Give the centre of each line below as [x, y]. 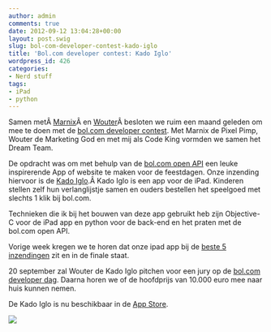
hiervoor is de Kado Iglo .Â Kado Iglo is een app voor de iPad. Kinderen [126, 181]
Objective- [243, 214]
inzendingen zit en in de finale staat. [69, 256]
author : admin [32, 16]
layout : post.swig [39, 39]
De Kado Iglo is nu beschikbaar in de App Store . [88, 304]
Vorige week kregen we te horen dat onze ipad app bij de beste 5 [118, 247]
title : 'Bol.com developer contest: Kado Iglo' [90, 54]
